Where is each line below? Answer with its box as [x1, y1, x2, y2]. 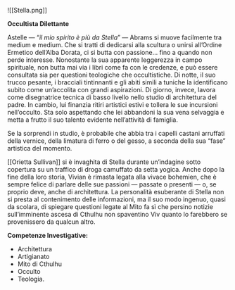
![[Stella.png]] [7, 6, 48, 14]
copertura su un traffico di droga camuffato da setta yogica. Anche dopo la [7, 165, 225, 173]
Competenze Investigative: [7, 232, 89, 239]
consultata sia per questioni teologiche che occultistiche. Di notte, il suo [7, 70, 216, 79]
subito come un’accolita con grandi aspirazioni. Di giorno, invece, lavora [7, 86, 216, 94]
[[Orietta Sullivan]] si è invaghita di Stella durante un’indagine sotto [7, 158, 201, 166]
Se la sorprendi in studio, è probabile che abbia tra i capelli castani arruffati [7, 130, 225, 137]
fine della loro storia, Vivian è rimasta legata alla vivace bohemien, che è [7, 172, 217, 181]
